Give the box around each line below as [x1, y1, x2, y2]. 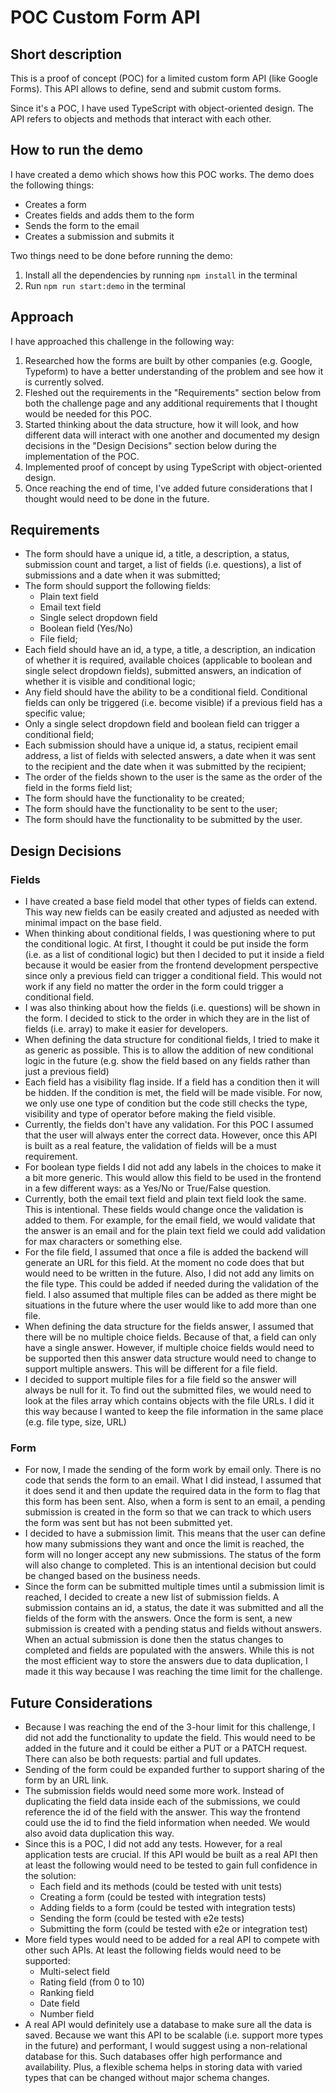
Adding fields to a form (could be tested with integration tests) [39, 1902, 297, 1914]
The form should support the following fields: [24, 580, 212, 592]
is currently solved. [24, 376, 105, 388]
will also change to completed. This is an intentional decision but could [24, 1559, 317, 1571]
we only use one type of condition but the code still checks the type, [24, 1097, 308, 1110]
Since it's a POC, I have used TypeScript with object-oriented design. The [10, 102, 314, 114]
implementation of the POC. [24, 450, 140, 462]
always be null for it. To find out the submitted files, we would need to [24, 1384, 312, 1396]
